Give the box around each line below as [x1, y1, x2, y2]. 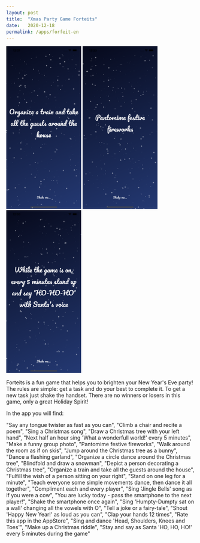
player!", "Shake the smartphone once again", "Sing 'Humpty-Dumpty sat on [6, 498, 195, 505]
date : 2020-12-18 [6, 22, 55, 28]
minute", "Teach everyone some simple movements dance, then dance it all [6, 479, 192, 486]
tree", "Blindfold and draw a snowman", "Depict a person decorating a [6, 460, 178, 467]
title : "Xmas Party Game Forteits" [6, 16, 98, 22]
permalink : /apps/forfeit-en [6, 29, 79, 35]
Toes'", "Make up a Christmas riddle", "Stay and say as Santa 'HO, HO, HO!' [6, 524, 193, 531]
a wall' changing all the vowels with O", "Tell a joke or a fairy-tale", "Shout [6, 505, 187, 512]
